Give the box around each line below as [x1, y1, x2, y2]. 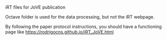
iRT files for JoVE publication [5, 4, 66, 10]
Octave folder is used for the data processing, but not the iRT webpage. [5, 14, 155, 19]
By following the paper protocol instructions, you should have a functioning [5, 23, 162, 29]
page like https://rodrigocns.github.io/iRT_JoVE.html [5, 29, 114, 34]
